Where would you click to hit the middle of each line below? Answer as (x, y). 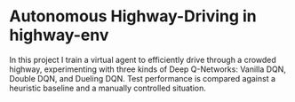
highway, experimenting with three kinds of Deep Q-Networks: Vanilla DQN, (148, 69)
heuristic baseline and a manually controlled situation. (108, 88)
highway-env (59, 35)
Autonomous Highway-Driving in (133, 16)
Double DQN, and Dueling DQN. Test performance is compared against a (143, 78)
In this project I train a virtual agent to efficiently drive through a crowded (143, 59)
